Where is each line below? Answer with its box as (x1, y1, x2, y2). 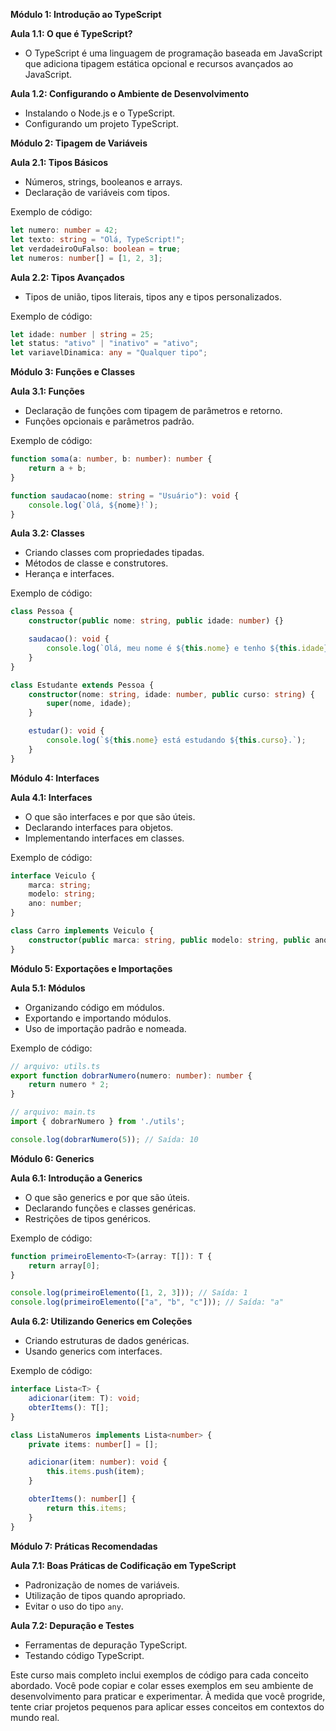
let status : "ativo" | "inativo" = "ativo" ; (10, 339, 199, 349)
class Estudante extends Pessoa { (10, 680, 155, 690)
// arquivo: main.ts (10, 1107, 97, 1118)
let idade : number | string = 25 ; (10, 329, 155, 339)
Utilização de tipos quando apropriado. (24, 1589, 186, 1601)
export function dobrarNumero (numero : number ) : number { (10, 1070, 253, 1081)
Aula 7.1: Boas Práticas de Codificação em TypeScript (10, 1559, 237, 1571)
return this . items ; (46, 1503, 128, 1513)
